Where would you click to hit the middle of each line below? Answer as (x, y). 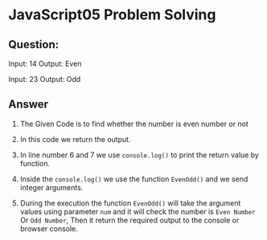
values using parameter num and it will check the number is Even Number (138, 211)
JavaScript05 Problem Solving (112, 15)
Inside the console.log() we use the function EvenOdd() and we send (134, 179)
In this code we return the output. (75, 139)
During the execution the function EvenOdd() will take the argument (130, 203)
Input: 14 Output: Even (45, 63)
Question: (34, 45)
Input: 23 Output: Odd (45, 79)
